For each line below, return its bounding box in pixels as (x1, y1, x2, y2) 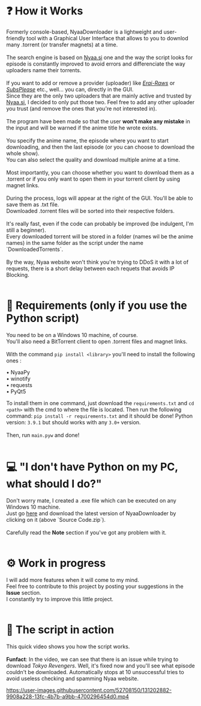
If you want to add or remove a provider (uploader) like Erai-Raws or (6, 79, 175, 87)
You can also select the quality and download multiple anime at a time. (6, 156, 180, 163)
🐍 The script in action (6, 623, 115, 636)
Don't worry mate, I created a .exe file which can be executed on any (6, 497, 177, 504)
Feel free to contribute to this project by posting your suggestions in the (6, 583, 184, 590)
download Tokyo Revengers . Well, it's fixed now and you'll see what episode (6, 662, 195, 669)
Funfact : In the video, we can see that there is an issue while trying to (6, 655, 179, 663)
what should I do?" (6, 477, 102, 491)
